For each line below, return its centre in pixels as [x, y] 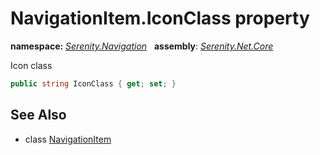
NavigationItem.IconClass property [160, 18]
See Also [38, 115]
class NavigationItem [68, 139]
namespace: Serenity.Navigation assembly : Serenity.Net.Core [142, 46]
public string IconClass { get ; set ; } [93, 83]
